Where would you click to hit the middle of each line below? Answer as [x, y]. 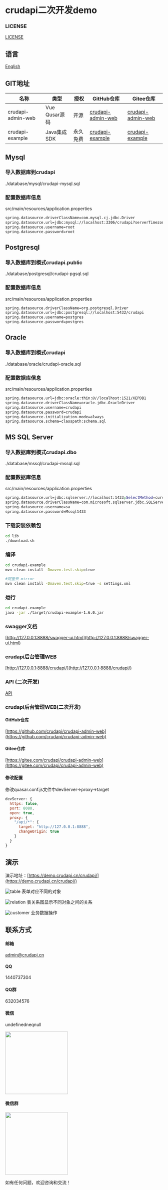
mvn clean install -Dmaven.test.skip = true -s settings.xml [68, 583]
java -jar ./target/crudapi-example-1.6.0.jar [54, 613]
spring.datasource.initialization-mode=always [54, 417]
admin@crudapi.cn [25, 955]
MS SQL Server [29, 437]
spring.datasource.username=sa [38, 507]
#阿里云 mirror [20, 579]
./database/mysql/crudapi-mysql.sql [42, 184]
